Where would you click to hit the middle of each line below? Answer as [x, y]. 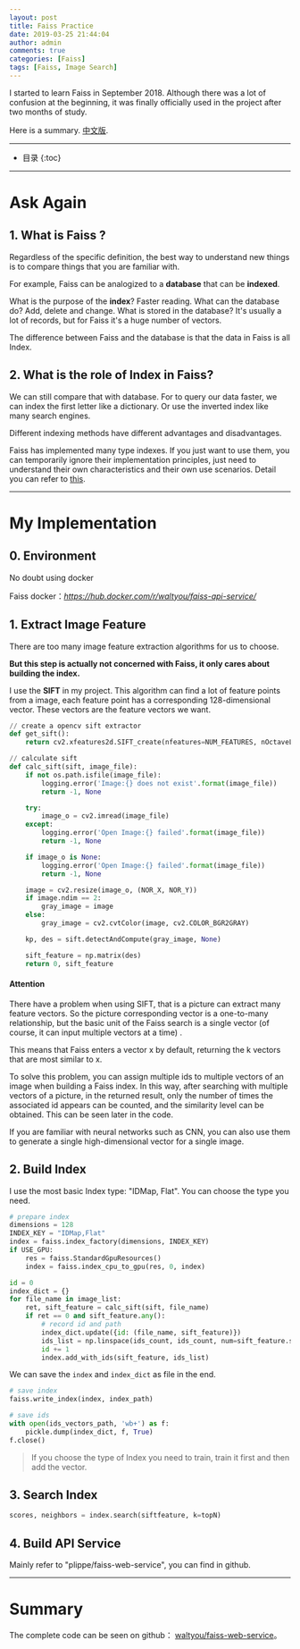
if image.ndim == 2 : [63, 898]
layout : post [33, 17]
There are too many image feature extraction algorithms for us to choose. [144, 646]
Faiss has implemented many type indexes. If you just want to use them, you [150, 450]
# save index [33, 1391]
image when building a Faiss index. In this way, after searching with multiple [149, 1086]
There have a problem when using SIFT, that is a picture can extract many [145, 1004]
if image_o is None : [63, 857]
